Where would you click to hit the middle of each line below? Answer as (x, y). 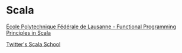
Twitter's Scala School (33, 44)
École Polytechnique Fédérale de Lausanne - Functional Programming (91, 26)
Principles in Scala (29, 32)
